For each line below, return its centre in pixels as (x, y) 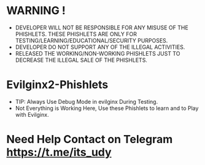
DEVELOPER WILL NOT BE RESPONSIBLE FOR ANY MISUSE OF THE (102, 28)
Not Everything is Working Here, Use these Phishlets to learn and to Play (107, 108)
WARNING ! (36, 11)
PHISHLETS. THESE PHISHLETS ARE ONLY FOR (76, 34)
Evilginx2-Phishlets (57, 85)
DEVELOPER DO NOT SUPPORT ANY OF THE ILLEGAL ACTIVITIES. (100, 47)
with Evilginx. (32, 114)
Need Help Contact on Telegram (90, 140)
